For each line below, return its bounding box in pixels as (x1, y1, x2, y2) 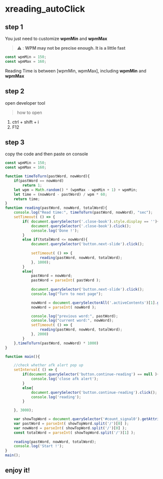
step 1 (5, 23, 23, 31)
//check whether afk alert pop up (14, 363, 83, 368)
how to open (16, 110, 42, 115)
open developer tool (5, 100, 45, 106)
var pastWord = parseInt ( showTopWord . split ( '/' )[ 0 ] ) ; (14, 421, 130, 426)
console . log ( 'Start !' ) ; (14, 444, 64, 449)
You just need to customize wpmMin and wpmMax (5, 36, 108, 41)
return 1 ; (22, 183, 42, 188)
